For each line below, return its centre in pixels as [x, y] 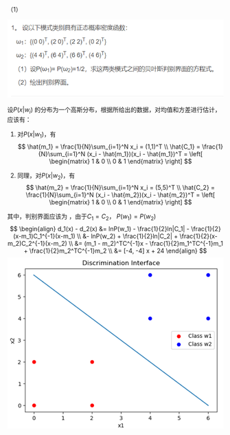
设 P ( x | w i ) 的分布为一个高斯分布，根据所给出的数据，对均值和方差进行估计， [114, 110]
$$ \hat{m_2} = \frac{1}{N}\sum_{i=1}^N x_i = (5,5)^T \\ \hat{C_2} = [120, 188]
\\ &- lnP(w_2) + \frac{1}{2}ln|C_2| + [127, 236]
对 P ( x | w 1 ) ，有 [36, 135]
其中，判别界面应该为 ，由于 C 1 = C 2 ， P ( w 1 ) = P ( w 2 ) [82, 217]
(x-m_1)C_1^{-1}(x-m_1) [44, 236]
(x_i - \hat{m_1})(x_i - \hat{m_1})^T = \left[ [145, 153]
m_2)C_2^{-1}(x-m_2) [37, 244]
